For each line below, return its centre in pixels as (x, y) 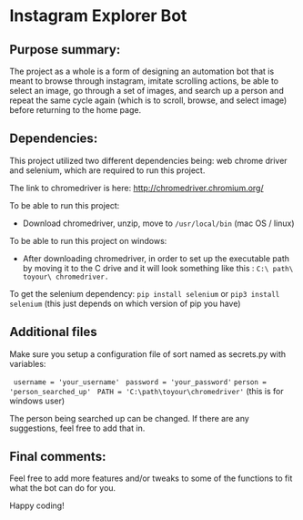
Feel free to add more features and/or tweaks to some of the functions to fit (151, 478)
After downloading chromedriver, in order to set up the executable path (156, 258)
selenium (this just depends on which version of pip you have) (125, 303)
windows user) (37, 401)
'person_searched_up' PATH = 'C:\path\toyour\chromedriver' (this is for (146, 391)
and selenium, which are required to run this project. (107, 170)
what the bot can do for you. (63, 488)
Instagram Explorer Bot (98, 16)
